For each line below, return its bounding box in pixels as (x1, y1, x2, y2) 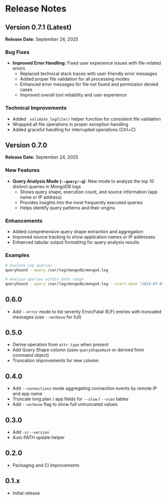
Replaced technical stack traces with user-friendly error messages (19, 71, 157, 77)
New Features (5, 167, 40, 174)
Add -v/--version (12, 429, 49, 435)
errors (12, 66, 25, 72)
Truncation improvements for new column (12, 357, 99, 363)
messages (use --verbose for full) (12, 314, 81, 320)
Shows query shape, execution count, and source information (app (19, 189, 157, 195)
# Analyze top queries (5, 263, 52, 268)
